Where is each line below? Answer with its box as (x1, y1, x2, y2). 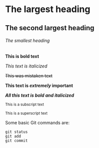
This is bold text (5, 53, 39, 59)
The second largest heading (5, 24, 94, 32)
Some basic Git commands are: (5, 119, 70, 125)
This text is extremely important (5, 82, 73, 89)
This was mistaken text (5, 72, 52, 79)
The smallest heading (5, 38, 50, 44)
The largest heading (5, 4, 90, 15)
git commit (5, 138, 28, 143)
